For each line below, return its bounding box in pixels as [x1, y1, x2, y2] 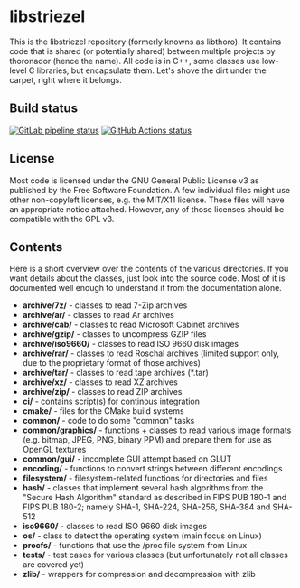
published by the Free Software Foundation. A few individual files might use [9, 184, 291, 195]
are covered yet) [22, 559, 84, 570]
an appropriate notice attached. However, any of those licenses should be [9, 203, 285, 214]
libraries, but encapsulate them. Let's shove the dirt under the [36, 65, 267, 76]
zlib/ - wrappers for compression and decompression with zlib [22, 569, 256, 580]
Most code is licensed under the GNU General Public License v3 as [9, 174, 259, 186]
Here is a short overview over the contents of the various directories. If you [9, 264, 289, 275]
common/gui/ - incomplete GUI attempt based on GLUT [22, 453, 232, 464]
